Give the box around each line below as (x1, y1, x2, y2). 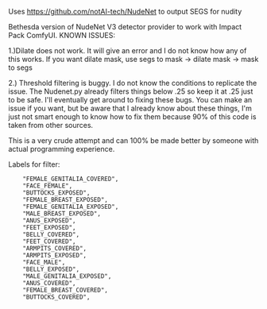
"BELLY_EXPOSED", (22, 265, 80, 273)
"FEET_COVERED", (22, 238, 77, 245)
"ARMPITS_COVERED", (22, 245, 87, 253)
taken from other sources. (8, 121, 94, 129)
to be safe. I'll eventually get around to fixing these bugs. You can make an (8, 95, 253, 104)
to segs (8, 63, 33, 72)
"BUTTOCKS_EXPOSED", (22, 189, 91, 197)
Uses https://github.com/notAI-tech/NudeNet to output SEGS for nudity (8, 7, 242, 16)
